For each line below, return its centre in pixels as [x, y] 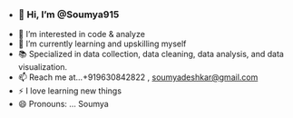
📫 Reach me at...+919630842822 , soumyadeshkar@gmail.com [138, 77]
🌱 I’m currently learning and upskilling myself [102, 44]
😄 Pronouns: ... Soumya [63, 104]
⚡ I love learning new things [70, 91]
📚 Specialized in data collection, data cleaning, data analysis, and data [151, 54]
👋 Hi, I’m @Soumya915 [68, 15]
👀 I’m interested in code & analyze [81, 34]
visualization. [43, 67]
